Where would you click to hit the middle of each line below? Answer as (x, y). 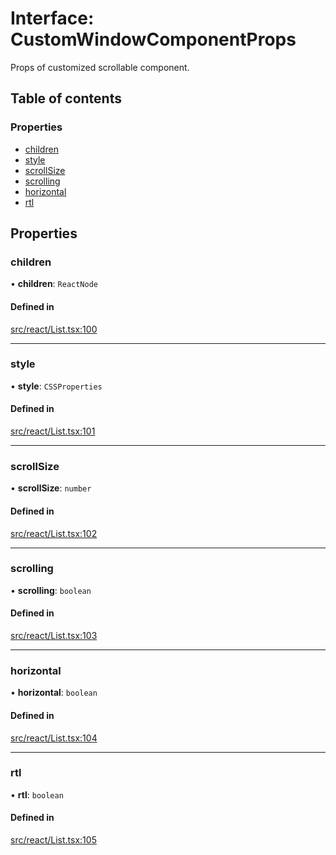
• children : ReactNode (54, 284)
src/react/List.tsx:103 (54, 636)
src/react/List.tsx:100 (54, 329)
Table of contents (66, 98)
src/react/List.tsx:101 (53, 431)
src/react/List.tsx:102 (54, 533)
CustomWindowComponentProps (153, 39)
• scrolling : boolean (51, 590)
